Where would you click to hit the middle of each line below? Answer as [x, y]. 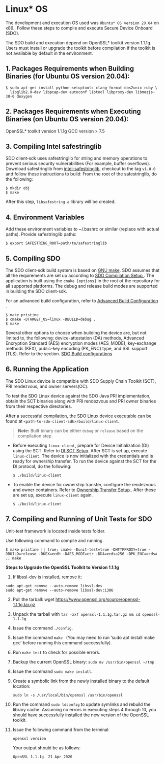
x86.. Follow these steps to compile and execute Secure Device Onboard [79, 28]
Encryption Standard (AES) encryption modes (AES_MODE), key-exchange [81, 343]
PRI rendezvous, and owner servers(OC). [47, 386]
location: [22, 686]
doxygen [24, 96]
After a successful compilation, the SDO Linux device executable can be [79, 416]
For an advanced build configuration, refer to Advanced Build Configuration [82, 301]
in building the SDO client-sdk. [37, 291]
